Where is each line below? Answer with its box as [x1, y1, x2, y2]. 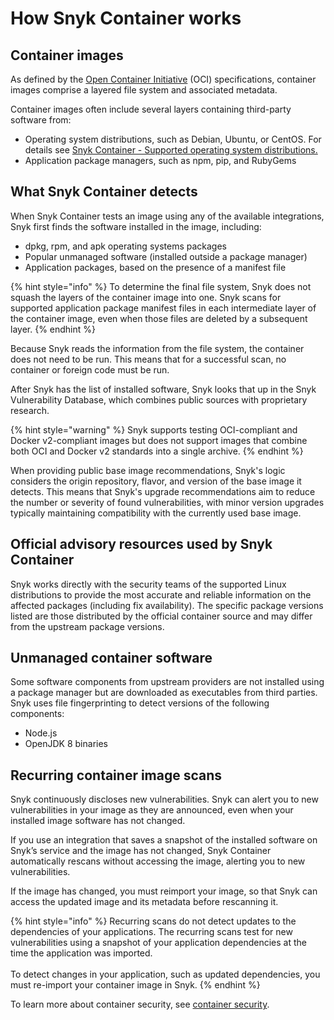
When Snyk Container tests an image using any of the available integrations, [10, 210, 325, 222]
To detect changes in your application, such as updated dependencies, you [10, 968, 321, 981]
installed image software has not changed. [10, 815, 186, 827]
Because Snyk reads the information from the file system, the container [10, 342, 305, 354]
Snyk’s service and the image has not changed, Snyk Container [10, 845, 272, 857]
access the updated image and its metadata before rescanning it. [10, 896, 279, 908]
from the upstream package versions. [10, 620, 165, 632]
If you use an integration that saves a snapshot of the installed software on [10, 834, 318, 846]
